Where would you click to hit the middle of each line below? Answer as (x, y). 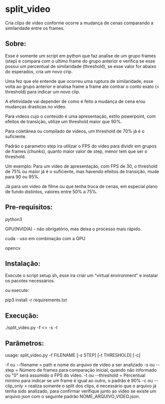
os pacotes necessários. (30, 281)
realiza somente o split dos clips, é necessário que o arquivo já (92, 386)
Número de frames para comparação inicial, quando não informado (88, 370)
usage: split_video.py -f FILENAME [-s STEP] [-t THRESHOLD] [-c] (73, 355)
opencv (13, 248)
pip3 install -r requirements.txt (36, 300)
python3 (14, 219)
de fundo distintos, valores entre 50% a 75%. (51, 192)
